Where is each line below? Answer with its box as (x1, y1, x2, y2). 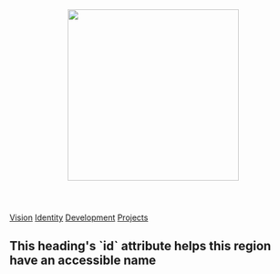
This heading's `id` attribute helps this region (9, 238, 272, 254)
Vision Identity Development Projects (9, 212, 149, 223)
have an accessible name (9, 253, 157, 269)
